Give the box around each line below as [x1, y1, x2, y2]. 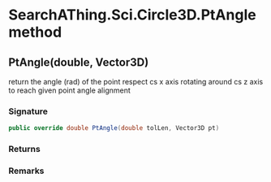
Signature [8, 106, 49, 117]
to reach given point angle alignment [8, 85, 131, 95]
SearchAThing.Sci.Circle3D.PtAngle [8, 6, 257, 24]
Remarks [8, 165, 45, 176]
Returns [8, 144, 41, 155]
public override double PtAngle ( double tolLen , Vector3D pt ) [8, 124, 220, 132]
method [8, 23, 62, 41]
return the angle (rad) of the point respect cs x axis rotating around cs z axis [8, 77, 264, 86]
